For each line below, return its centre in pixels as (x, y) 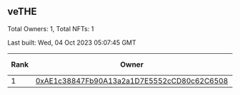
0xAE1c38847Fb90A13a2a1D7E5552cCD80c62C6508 (132, 81)
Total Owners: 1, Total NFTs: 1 (51, 28)
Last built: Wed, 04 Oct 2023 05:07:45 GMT (72, 43)
